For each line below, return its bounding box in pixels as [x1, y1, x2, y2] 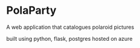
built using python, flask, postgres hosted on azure [6, 35, 133, 42]
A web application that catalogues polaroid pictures [6, 23, 135, 31]
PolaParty [6, 4, 57, 17]
